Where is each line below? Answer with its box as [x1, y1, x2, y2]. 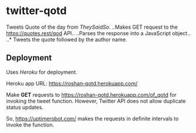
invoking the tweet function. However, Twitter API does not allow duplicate [6, 97, 186, 104]
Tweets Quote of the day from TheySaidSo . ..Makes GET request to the [6, 23, 178, 30]
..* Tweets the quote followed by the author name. [6, 36, 127, 43]
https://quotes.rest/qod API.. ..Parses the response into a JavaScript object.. [6, 29, 191, 36]
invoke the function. [6, 121, 55, 128]
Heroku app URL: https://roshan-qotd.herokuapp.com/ [6, 80, 138, 87]
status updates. [6, 104, 44, 111]
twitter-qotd [6, 4, 67, 18]
